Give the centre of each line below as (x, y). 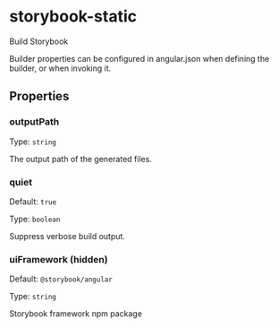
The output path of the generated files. (80, 159)
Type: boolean (35, 219)
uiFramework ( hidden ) (59, 259)
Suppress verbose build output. (67, 236)
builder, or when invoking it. (60, 68)
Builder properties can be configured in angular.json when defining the (139, 58)
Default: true (33, 201)
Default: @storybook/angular (61, 279)
